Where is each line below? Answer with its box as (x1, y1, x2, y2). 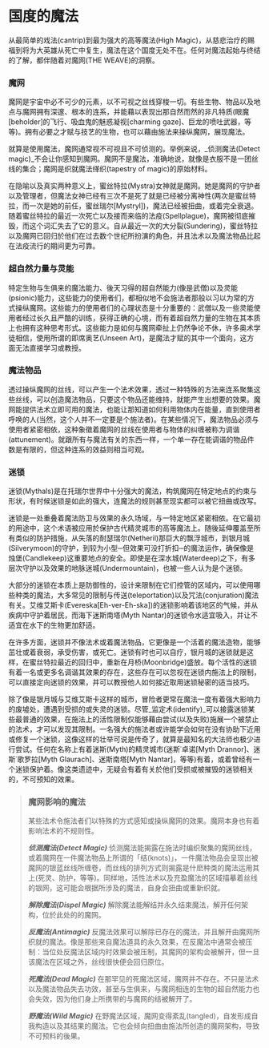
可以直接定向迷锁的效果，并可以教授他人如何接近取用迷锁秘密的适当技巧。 (8, 677, 254, 687)
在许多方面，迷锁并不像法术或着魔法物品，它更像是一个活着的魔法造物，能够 (8, 637, 261, 647)
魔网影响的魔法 (27, 797, 86, 808)
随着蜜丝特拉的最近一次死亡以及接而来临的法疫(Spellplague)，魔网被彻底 (8, 211, 249, 221)
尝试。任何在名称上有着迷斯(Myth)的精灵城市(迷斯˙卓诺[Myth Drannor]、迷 (14, 745, 261, 754)
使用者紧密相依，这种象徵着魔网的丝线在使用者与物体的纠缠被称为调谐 (8, 424, 240, 434)
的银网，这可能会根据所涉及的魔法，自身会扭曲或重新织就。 (27, 883, 225, 893)
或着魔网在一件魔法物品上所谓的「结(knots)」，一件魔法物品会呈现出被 (27, 853, 259, 863)
